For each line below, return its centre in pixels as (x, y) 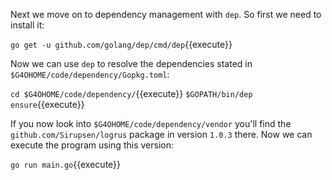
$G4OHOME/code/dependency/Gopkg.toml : (90, 74)
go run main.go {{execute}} (66, 164)
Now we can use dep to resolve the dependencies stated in (131, 63)
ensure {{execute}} (47, 104)
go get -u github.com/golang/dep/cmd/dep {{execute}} (121, 44)
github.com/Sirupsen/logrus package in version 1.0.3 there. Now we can (161, 134)
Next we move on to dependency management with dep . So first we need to (166, 14)
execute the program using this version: (92, 145)
